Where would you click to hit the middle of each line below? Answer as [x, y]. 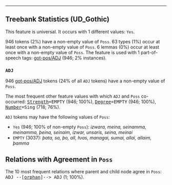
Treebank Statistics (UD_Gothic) [58, 19]
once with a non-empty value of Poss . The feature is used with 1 [72, 52]
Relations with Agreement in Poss [59, 159]
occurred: [16, 102]
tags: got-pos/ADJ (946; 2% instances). [64, 58]
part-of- [149, 52]
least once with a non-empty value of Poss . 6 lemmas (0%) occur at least [82, 47]
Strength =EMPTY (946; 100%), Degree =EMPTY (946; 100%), [91, 102]
